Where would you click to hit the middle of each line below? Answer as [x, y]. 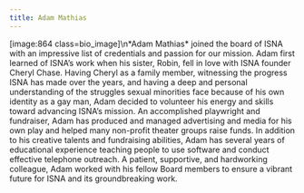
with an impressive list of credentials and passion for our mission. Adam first [152, 53]
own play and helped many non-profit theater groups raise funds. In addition [152, 130]
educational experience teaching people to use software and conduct [139, 150]
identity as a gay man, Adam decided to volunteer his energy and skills [142, 101]
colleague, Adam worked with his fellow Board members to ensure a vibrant [151, 169]
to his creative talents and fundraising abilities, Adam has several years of [147, 140]
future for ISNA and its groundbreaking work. [94, 179]
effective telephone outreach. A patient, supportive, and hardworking [138, 159]
